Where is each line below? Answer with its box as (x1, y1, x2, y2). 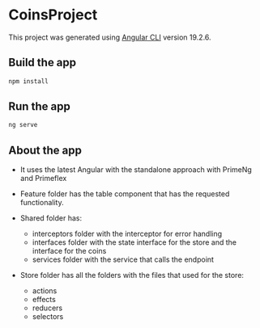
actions (32, 286, 58, 296)
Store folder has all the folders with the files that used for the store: (19, 271, 245, 280)
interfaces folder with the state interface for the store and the (32, 238, 237, 247)
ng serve (8, 121, 38, 129)
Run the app (8, 99, 70, 114)
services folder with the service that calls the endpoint (32, 254, 215, 264)
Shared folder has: (19, 213, 83, 223)
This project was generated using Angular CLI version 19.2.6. (8, 32, 212, 42)
